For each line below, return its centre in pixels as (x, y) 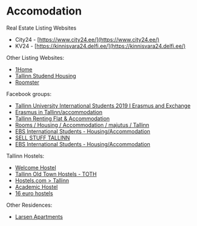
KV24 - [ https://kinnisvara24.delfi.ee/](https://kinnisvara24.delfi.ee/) (100, 46)
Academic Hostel (36, 187)
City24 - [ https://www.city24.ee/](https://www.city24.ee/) (87, 39)
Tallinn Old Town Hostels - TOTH (56, 174)
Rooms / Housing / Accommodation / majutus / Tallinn (82, 124)
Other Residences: (29, 205)
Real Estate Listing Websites (41, 28)
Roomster (27, 82)
